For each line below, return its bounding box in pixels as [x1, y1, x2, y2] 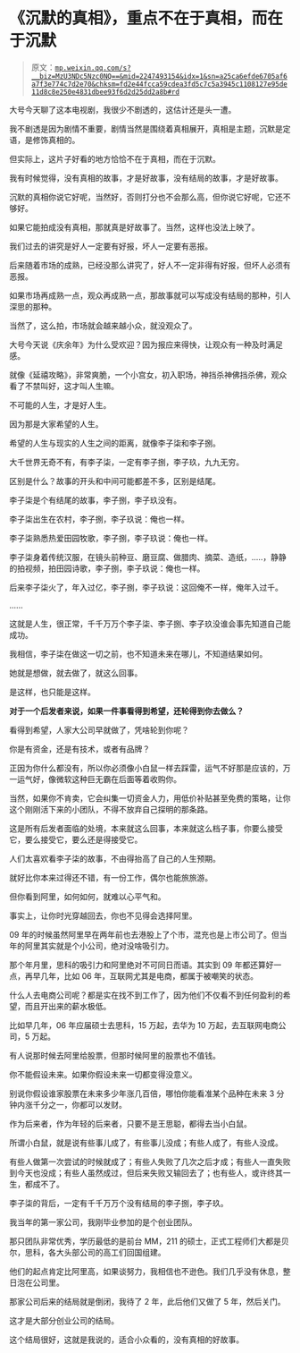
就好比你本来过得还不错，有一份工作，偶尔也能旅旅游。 [9, 872, 212, 882]
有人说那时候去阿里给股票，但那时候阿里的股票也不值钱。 [9, 1050, 221, 1060]
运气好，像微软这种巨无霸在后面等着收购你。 [16, 773, 181, 784]
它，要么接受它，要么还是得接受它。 [9, 834, 143, 845]
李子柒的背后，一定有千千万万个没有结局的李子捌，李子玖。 [9, 1197, 229, 1208]
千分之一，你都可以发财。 [32, 1099, 127, 1110]
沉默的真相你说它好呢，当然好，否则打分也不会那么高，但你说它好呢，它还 [9, 191, 283, 202]
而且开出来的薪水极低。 [24, 1000, 112, 1011]
